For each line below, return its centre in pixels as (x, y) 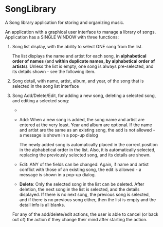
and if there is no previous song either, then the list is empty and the (88, 199)
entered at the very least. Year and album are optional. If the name (86, 125)
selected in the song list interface (45, 86)
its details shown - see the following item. (54, 71)
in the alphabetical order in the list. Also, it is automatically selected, (87, 150)
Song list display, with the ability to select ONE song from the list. (77, 46)
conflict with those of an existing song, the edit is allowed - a (80, 170)
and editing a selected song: (41, 100)
